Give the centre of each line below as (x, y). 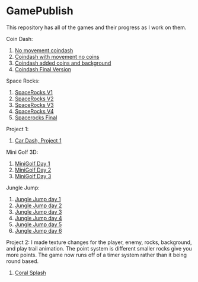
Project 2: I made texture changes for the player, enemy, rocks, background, (99, 242)
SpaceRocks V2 (34, 99)
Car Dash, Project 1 (38, 140)
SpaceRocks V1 (34, 92)
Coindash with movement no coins (57, 56)
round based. (23, 261)
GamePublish (40, 11)
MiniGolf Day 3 (33, 176)
